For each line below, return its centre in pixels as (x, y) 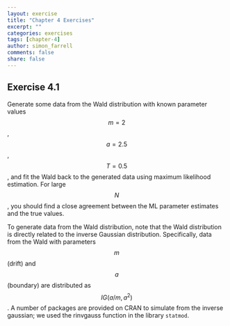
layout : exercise (32, 14)
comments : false (31, 53)
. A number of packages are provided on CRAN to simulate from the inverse (115, 308)
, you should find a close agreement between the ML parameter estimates (113, 205)
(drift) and (22, 263)
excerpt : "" (24, 26)
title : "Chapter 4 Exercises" (51, 20)
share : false (26, 59)
